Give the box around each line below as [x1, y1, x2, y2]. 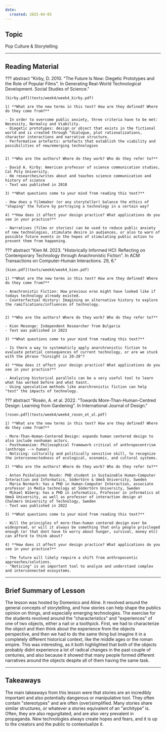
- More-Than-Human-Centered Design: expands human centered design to [5, 434, 154, 439]
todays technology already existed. [5, 293, 81, 299]
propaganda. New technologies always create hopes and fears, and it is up [5, 716, 158, 722]
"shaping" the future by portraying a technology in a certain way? [5, 204, 149, 209]
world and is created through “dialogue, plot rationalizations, [5, 130, 142, 135]
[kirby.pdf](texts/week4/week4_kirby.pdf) [5, 96, 94, 101]
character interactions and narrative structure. [5, 135, 110, 140]
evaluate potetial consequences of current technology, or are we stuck [5, 350, 158, 355]
